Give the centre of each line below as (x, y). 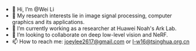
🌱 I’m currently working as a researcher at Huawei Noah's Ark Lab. (94, 28)
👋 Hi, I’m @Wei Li (33, 9)
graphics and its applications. (48, 22)
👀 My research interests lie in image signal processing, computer (92, 16)
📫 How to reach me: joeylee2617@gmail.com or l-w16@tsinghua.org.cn (101, 41)
